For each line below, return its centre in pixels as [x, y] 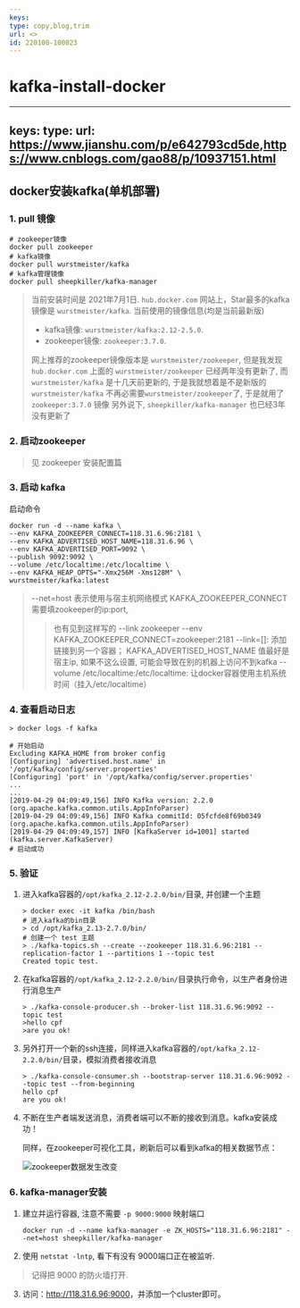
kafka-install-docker [87, 87]
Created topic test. [60, 961]
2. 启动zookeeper [48, 441]
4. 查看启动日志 [42, 709]
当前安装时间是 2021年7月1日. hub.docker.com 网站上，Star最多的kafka [160, 299]
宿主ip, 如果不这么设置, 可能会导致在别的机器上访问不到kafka [165, 661]
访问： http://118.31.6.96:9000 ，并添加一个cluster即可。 [124, 1294]
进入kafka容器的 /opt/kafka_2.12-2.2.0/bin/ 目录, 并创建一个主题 [142, 894]
